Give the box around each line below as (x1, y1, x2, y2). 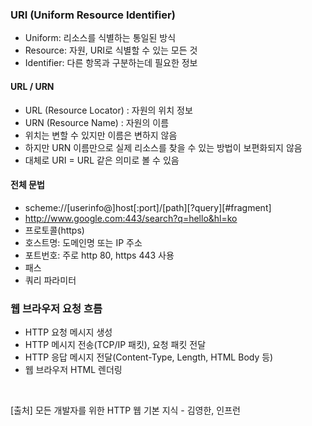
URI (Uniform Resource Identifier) (10, 8, 176, 22)
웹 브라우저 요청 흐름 (10, 301, 103, 315)
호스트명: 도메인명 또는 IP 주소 (24, 236, 143, 248)
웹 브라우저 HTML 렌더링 (24, 364, 123, 375)
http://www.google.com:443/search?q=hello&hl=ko (24, 212, 238, 224)
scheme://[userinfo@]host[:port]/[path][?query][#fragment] (24, 201, 272, 213)
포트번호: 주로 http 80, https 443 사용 (24, 249, 175, 261)
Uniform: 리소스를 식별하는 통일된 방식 (24, 32, 177, 44)
